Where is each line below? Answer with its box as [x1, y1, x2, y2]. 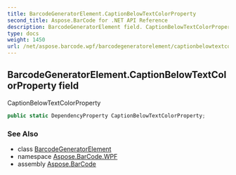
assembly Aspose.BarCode [17, 160, 96, 168]
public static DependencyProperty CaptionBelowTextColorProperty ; [7, 112, 206, 119]
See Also [7, 129, 39, 138]
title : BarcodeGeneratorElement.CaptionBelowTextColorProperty [7, 10, 197, 18]
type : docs [7, 30, 39, 37]
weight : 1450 [7, 37, 46, 44]
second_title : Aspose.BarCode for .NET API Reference [7, 17, 169, 24]
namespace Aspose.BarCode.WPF [17, 152, 118, 160]
